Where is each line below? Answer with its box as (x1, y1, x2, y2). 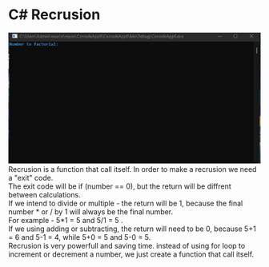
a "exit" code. (8, 173, 54, 183)
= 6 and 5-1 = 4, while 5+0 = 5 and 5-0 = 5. (8, 233, 151, 242)
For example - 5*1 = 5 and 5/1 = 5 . (8, 216, 123, 225)
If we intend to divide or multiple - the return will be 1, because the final (8, 198, 243, 209)
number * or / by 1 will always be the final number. (8, 207, 174, 217)
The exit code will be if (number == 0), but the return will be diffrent (8, 181, 232, 191)
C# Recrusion (8, 6, 101, 24)
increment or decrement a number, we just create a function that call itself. (8, 249, 255, 259)
